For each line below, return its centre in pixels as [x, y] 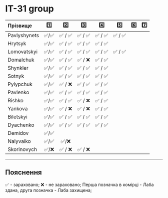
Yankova [18, 108]
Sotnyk [16, 76]
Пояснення [23, 173]
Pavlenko [18, 92]
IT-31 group [29, 9]
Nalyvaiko [19, 141]
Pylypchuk [20, 84]
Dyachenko [21, 125]
